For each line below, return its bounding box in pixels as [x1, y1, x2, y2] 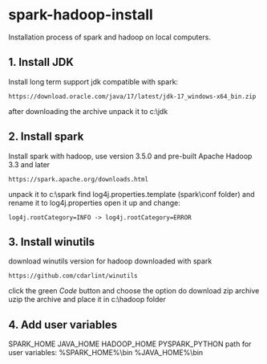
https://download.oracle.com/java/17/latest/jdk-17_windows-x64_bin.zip [8, 92, 257, 100]
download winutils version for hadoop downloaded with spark [8, 256, 212, 266]
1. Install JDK [8, 55, 75, 69]
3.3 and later [8, 159, 51, 170]
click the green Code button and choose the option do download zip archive [8, 286, 260, 296]
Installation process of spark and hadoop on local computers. [8, 32, 211, 42]
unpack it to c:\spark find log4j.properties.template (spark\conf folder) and [8, 189, 255, 198]
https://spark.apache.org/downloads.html [8, 175, 149, 183]
